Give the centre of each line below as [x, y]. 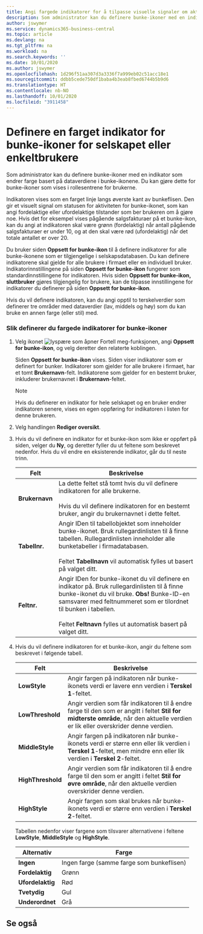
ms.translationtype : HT [36, 85]
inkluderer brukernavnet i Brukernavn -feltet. [70, 379]
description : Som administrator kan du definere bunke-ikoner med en [96, 18]
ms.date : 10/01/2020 [32, 62]
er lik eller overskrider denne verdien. [120, 726]
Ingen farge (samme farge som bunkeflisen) [124, 863]
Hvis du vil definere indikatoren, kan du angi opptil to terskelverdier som [96, 300]
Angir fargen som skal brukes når [114, 801]
